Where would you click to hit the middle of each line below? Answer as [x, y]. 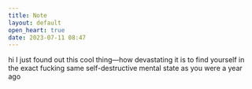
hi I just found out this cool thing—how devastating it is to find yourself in [126, 60]
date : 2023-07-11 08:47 [47, 37]
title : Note [28, 15]
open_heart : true [37, 30]
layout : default [35, 23]
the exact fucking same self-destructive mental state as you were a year [125, 69]
